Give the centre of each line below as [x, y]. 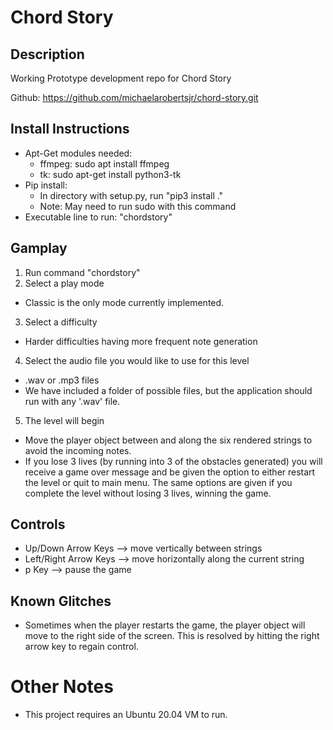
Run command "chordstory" [82, 272]
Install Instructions [70, 129]
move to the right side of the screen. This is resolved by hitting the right [172, 636]
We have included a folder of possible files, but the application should [168, 390]
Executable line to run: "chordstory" [98, 217]
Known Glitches [61, 601]
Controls [38, 524]
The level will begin [64, 420]
